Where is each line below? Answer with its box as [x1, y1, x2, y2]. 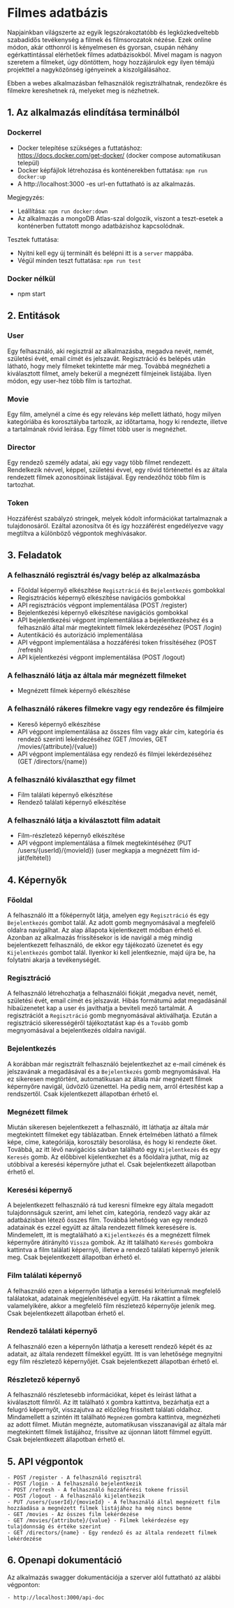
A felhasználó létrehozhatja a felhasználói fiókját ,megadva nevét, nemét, [7, 989, 218, 998]
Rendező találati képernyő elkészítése [17, 798, 126, 806]
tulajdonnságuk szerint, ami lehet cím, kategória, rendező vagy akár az [7, 1209, 211, 1217]
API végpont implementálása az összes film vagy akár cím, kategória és [17, 727, 224, 736]
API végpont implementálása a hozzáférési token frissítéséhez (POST [17, 638, 217, 647]
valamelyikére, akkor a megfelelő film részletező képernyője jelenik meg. [7, 1301, 217, 1310]
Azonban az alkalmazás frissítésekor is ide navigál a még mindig [7, 933, 193, 942]
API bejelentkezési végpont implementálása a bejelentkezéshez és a [17, 616, 214, 624]
